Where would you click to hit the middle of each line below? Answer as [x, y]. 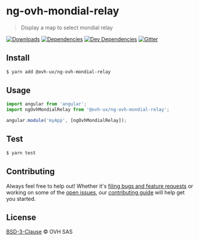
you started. [21, 199]
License [21, 217]
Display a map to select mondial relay [67, 28]
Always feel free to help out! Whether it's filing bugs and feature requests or [100, 186]
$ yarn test [21, 153]
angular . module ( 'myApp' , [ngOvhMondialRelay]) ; [67, 121]
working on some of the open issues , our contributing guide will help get [96, 192]
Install [18, 58]
